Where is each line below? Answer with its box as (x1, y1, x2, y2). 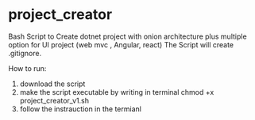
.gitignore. (8, 48, 42, 58)
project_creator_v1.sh (19, 96, 90, 105)
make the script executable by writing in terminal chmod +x (19, 87, 214, 96)
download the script (19, 79, 86, 88)
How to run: (8, 63, 47, 73)
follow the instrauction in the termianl (19, 104, 141, 114)
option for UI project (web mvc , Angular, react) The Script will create (8, 39, 234, 49)
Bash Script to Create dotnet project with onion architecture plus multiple (8, 32, 248, 41)
